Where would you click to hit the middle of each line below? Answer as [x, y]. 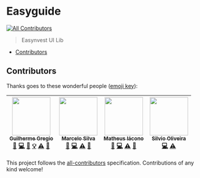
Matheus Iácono [124, 138]
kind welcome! [25, 169]
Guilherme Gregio [31, 138]
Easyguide [34, 11]
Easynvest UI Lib [43, 40]
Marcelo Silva [79, 138]
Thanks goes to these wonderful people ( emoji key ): [72, 86]
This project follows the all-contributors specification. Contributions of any [100, 163]
